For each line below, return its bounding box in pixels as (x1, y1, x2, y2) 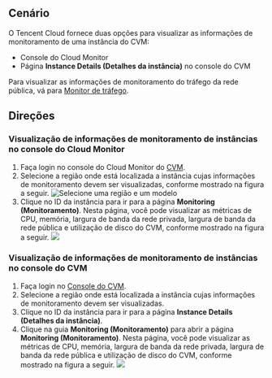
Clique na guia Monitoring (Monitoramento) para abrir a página (19, 324, 234, 334)
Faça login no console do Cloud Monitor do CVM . (19, 162, 185, 172)
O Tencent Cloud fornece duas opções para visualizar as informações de (8, 28, 253, 37)
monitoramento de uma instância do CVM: (8, 37, 150, 46)
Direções (8, 109, 55, 123)
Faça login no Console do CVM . (19, 280, 127, 291)
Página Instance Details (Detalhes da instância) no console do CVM (19, 61, 251, 71)
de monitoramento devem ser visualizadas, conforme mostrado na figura (19, 179, 265, 189)
